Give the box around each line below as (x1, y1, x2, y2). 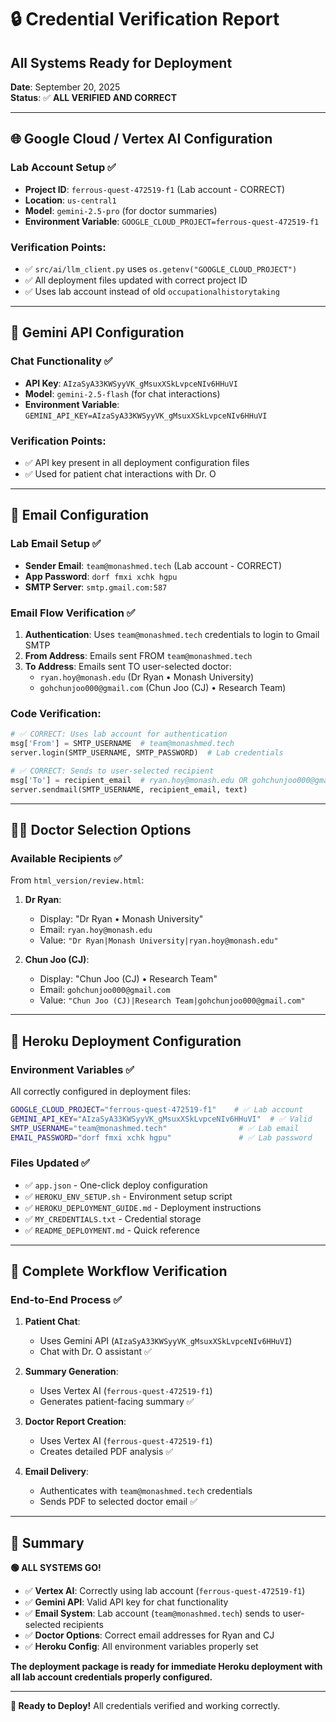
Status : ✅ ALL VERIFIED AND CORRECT (10, 92, 177, 103)
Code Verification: (10, 706, 102, 720)
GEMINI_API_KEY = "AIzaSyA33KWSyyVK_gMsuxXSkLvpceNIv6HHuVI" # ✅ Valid (10, 1114, 313, 1124)
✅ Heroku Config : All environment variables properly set (24, 1641, 259, 1653)
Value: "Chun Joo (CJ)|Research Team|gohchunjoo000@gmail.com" (39, 994, 306, 1006)
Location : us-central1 (24, 194, 117, 206)
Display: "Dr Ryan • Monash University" (39, 913, 204, 925)
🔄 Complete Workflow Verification (10, 1263, 228, 1280)
